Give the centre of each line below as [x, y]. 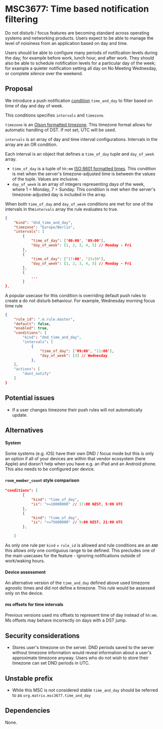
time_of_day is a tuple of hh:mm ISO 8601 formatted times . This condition [84, 168]
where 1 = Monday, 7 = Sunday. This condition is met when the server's [84, 189]
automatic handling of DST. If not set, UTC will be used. [61, 130]
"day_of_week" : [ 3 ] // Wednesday [74, 355]
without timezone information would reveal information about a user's [82, 653]
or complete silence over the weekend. [44, 73]
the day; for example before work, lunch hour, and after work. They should [80, 58]
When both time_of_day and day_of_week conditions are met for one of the [79, 204]
